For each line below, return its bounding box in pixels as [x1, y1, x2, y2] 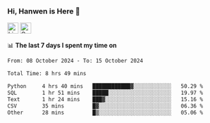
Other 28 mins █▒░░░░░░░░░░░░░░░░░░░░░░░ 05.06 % [7, 109, 203, 116]
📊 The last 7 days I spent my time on [7, 41, 118, 50]
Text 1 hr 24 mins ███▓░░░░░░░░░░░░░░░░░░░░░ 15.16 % [7, 96, 203, 103]
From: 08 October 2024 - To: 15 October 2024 [7, 58, 143, 65]
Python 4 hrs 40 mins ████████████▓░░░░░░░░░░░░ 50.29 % [7, 83, 203, 90]
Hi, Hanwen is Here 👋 [7, 6, 80, 16]
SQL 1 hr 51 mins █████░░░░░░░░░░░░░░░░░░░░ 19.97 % [7, 89, 203, 96]
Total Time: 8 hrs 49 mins [7, 70, 87, 77]
